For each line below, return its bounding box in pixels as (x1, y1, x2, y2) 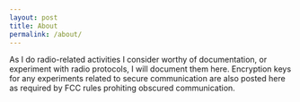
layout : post (9, 13, 58, 22)
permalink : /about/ (9, 30, 83, 38)
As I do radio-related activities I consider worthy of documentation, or (9, 55, 268, 65)
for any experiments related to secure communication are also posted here (9, 73, 286, 84)
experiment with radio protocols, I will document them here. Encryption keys (9, 64, 292, 74)
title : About (9, 21, 58, 30)
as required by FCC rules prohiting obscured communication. (9, 82, 235, 94)
